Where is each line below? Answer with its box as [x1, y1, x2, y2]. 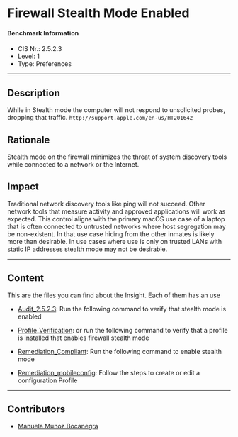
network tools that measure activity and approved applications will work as [7, 207, 226, 216]
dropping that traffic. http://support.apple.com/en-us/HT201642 [7, 114, 193, 122]
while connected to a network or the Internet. [7, 160, 140, 169]
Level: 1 [17, 52, 40, 61]
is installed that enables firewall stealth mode [17, 333, 149, 342]
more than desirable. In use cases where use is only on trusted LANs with [7, 237, 222, 245]
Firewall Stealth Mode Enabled [7, 5, 190, 21]
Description [7, 87, 60, 99]
